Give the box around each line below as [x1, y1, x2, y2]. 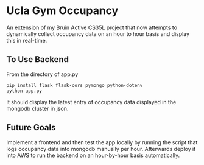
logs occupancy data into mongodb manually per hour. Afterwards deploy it [6, 145, 196, 152]
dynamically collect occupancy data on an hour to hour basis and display [6, 30, 190, 37]
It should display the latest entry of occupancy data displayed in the [6, 98, 177, 105]
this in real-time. [6, 37, 47, 44]
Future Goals [6, 122, 56, 133]
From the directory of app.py [6, 71, 79, 78]
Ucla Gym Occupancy [6, 4, 119, 18]
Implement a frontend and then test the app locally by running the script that [6, 138, 198, 146]
